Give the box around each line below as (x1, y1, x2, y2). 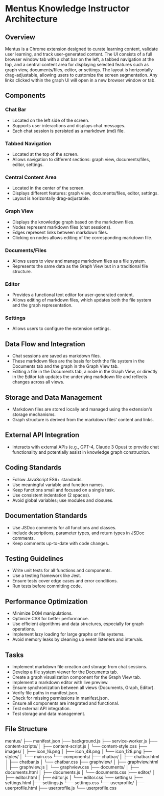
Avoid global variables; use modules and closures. (12, 497, 114, 503)
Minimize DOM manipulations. (12, 610, 73, 616)
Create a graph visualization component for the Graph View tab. (12, 674, 141, 680)
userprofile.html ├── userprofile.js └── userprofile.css (5, 785, 117, 791)
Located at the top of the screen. (12, 151, 79, 157)
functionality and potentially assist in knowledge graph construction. (12, 449, 150, 455)
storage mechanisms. (12, 412, 56, 417)
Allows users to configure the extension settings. (12, 326, 111, 331)
